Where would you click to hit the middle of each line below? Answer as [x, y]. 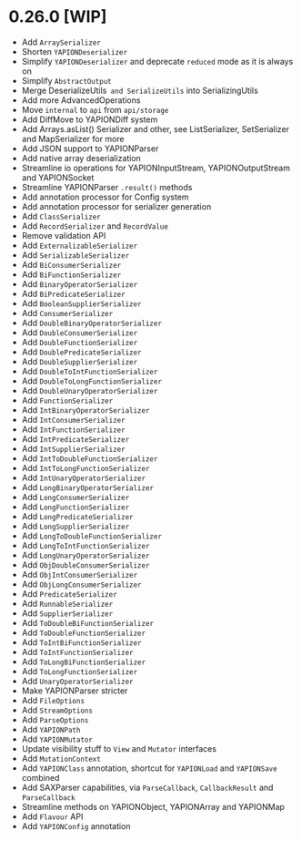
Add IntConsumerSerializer [73, 419]
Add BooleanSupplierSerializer [81, 303]
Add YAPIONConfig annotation [76, 826]
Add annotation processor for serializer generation [116, 206]
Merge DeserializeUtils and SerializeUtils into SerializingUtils [140, 90]
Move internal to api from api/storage [95, 109]
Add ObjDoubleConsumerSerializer [86, 564]
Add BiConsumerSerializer [71, 264]
